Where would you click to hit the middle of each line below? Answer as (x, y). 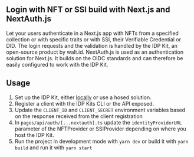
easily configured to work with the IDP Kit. (57, 64)
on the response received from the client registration (79, 116)
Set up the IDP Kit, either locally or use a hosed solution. (83, 97)
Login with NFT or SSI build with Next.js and (88, 10)
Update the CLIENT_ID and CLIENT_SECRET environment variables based (100, 110)
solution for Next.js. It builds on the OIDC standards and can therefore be (95, 58)
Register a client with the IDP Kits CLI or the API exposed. (84, 103)
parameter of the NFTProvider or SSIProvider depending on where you (101, 129)
